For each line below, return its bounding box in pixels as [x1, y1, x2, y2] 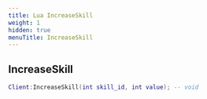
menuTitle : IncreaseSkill [8, 33, 93, 42]
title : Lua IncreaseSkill [8, 11, 93, 20]
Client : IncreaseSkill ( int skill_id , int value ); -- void [8, 83, 199, 91]
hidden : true [8, 26, 51, 34]
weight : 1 [8, 19, 41, 27]
